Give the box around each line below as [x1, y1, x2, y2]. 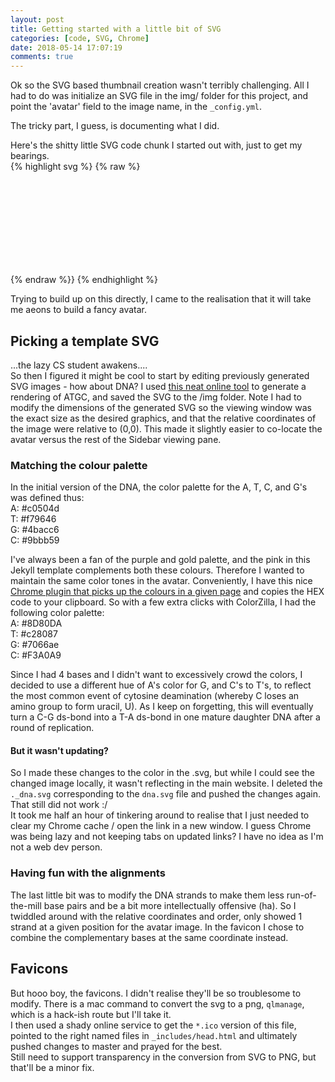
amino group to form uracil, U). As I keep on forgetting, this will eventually [10, 701, 314, 713]
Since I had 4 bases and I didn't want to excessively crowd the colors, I [10, 669, 303, 681]
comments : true [10, 52, 74, 62]
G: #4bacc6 [10, 524, 60, 536]
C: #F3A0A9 [10, 649, 62, 661]
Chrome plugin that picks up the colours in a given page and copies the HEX [10, 586, 325, 598]
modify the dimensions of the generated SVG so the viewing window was [10, 401, 312, 413]
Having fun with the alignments [10, 866, 166, 880]
